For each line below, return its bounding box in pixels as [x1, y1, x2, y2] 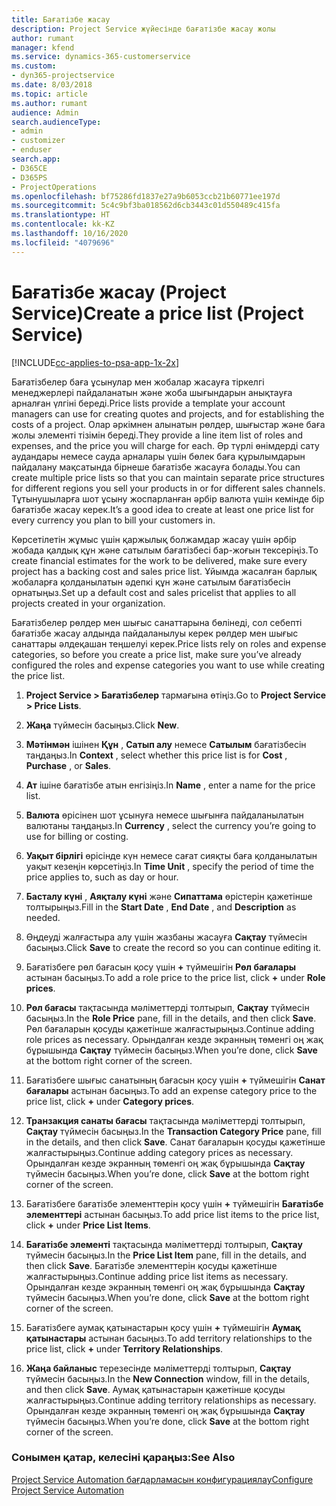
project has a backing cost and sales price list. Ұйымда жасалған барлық [11, 565, 318, 577]
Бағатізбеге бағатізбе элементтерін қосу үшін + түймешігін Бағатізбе [25, 1197, 324, 1210]
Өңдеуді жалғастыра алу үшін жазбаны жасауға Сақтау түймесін [25, 931, 308, 943]
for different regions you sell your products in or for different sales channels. [11, 482, 326, 494]
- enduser [11, 145, 53, 155]
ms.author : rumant [11, 98, 88, 108]
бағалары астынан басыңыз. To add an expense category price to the [25, 1084, 318, 1096]
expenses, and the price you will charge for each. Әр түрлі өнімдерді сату [11, 439, 320, 451]
